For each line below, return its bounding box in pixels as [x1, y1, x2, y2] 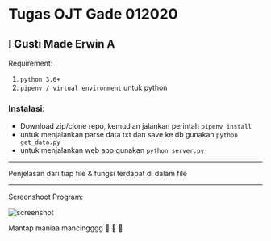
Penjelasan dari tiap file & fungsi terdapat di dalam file [8, 169, 188, 179]
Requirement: [8, 58, 53, 68]
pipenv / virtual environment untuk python [19, 82, 168, 92]
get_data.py [19, 138, 60, 146]
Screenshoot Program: [8, 192, 83, 202]
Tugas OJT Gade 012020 [8, 5, 178, 23]
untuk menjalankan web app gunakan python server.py [19, 146, 205, 155]
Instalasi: [8, 103, 46, 114]
